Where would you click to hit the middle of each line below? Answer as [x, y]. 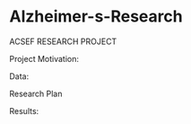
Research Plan [36, 93]
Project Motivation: [44, 58]
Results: [24, 111]
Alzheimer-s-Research [96, 17]
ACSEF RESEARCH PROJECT [63, 41]
